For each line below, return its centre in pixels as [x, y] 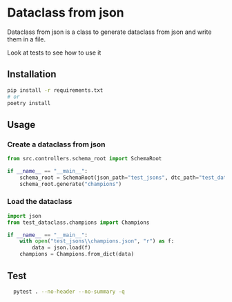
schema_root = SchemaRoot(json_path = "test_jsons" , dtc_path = [109, 178]
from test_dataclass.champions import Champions [78, 223]
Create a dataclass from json [56, 144]
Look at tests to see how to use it [54, 53]
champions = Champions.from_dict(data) [77, 254]
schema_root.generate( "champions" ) [71, 184]
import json [24, 216]
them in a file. [27, 39]
